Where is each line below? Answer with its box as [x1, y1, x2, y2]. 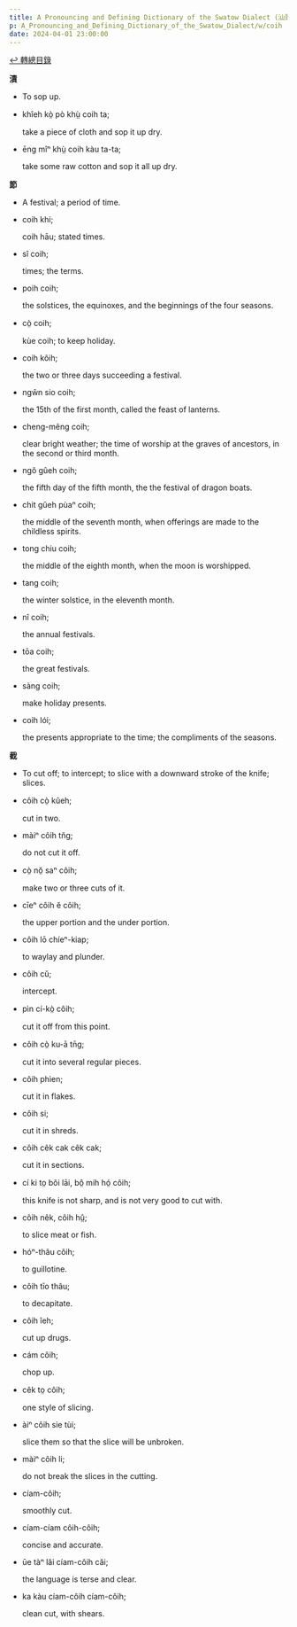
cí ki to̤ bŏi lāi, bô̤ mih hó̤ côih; [21, 1178, 131, 1188]
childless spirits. [21, 526, 81, 537]
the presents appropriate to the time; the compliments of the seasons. [21, 732, 277, 743]
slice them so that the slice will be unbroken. [21, 1436, 185, 1447]
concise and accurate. [21, 1539, 103, 1551]
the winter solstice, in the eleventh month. [21, 595, 175, 605]
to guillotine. [21, 1264, 68, 1274]
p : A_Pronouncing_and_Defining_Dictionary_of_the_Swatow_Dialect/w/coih [9, 21, 283, 30]
